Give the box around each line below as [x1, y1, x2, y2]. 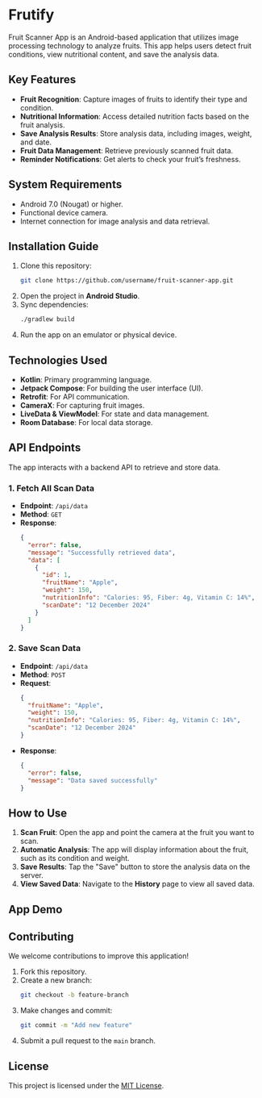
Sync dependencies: [19, 300, 89, 310]
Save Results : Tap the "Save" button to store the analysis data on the [19, 862, 251, 872]
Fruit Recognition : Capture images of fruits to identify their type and [19, 94, 247, 104]
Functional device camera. [19, 207, 109, 217]
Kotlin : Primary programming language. [19, 374, 152, 384]
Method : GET [19, 510, 62, 520]
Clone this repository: [19, 261, 92, 271]
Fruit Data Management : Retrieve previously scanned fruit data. [19, 145, 234, 155]
